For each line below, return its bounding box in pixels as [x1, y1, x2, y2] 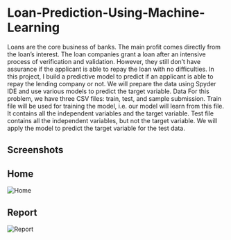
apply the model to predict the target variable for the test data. [7, 124, 185, 132]
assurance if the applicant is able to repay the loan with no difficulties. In [7, 65, 215, 73]
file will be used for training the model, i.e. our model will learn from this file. [7, 102, 224, 110]
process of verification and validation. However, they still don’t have [7, 57, 201, 65]
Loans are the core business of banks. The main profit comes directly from [7, 42, 221, 51]
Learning [7, 19, 60, 35]
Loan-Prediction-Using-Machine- [7, 5, 205, 21]
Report [7, 207, 37, 218]
